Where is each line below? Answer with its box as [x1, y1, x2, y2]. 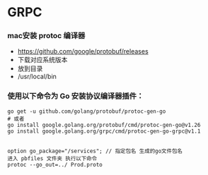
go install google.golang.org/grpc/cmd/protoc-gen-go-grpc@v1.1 [7, 128, 201, 135]
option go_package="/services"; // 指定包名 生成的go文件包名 [7, 147, 183, 155]
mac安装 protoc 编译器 [7, 31, 86, 41]
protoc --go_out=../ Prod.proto [7, 161, 103, 168]
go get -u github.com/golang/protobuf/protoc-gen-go [7, 107, 166, 115]
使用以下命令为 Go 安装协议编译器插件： [7, 91, 144, 101]
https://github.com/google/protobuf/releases [17, 47, 149, 56]
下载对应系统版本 [17, 56, 68, 64]
